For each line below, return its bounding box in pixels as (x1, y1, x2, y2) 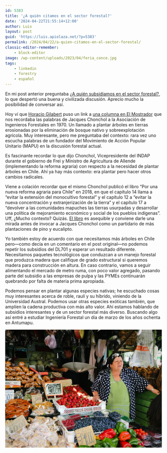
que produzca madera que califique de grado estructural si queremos (5, 257, 148, 263)
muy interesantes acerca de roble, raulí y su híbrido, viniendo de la (5, 293, 142, 299)
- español (14, 76, 35, 82)
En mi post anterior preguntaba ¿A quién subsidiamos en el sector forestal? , (5, 91, 161, 97)
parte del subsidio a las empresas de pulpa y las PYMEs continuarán (5, 273, 146, 279)
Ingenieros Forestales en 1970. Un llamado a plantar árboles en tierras (5, 122, 148, 127)
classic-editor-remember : (5, 45, 59, 50)
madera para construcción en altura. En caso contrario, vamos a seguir (5, 262, 151, 268)
